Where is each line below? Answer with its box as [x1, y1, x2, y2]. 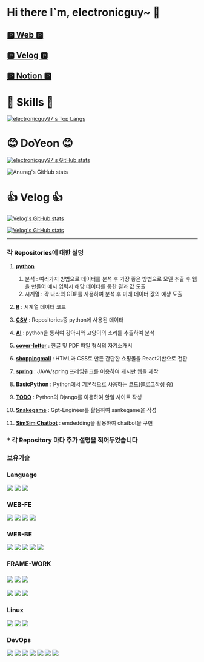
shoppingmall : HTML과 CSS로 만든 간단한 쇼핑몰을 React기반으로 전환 [15, 355, 188, 362]
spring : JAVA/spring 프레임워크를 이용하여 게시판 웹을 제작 [15, 368, 159, 375]
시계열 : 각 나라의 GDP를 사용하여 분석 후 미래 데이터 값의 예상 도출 [24, 291, 183, 298]
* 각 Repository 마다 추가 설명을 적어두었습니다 [7, 436, 138, 445]
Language [7, 470, 38, 479]
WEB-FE [7, 500, 32, 508]
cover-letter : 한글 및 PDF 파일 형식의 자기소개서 [15, 342, 133, 350]
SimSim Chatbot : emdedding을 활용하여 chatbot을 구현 [15, 419, 153, 427]
